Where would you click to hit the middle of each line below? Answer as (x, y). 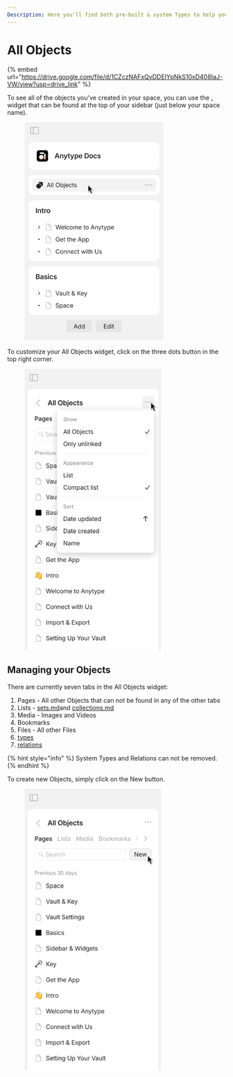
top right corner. (31, 359)
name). (17, 112)
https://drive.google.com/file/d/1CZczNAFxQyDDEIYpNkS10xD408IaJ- (122, 77)
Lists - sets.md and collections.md (66, 708)
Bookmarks (34, 722)
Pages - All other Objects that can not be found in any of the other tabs (119, 700)
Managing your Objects (59, 670)
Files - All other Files (46, 730)
